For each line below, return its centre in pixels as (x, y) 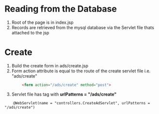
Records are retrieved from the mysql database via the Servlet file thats (83, 27)
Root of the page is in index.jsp (42, 22)
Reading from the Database (61, 9)
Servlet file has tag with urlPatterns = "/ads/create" (64, 94)
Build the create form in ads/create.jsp (50, 65)
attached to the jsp (30, 33)
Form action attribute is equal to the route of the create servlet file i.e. (81, 71)
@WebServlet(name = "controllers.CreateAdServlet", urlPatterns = (82, 103)
